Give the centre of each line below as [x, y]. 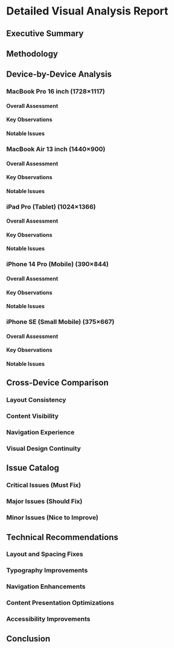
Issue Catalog [33, 468]
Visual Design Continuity [44, 448]
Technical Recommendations [63, 537]
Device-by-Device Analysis [59, 75]
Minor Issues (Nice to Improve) [52, 518]
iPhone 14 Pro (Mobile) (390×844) [57, 264]
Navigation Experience [40, 433]
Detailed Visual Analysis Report [87, 11]
